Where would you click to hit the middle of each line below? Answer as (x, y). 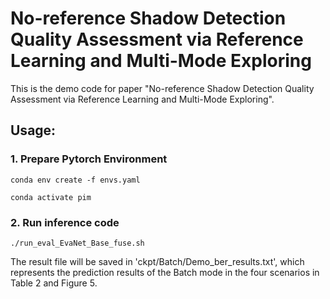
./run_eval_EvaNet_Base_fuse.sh (77, 243)
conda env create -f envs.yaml (75, 180)
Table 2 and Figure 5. (54, 283)
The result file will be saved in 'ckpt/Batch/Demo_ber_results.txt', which (157, 261)
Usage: (33, 130)
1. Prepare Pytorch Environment (89, 159)
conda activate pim (51, 197)
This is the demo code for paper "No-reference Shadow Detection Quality (162, 88)
